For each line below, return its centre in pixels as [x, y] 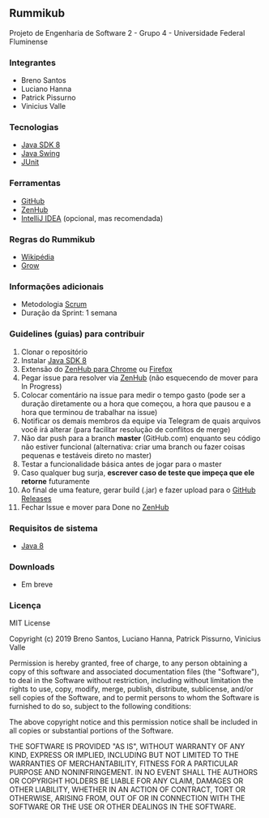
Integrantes [32, 63]
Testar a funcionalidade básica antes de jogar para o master [121, 464]
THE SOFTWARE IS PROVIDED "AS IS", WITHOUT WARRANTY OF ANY [127, 747]
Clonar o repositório [54, 352]
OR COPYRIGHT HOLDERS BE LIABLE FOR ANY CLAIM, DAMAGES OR [126, 781]
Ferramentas [35, 184]
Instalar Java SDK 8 [54, 360]
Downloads [32, 566]
